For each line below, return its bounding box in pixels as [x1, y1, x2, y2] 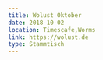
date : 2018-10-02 [8, 19, 65, 26]
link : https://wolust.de [8, 33, 89, 41]
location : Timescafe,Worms [8, 26, 96, 34]
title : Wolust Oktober [8, 11, 82, 19]
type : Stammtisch [8, 41, 65, 48]
